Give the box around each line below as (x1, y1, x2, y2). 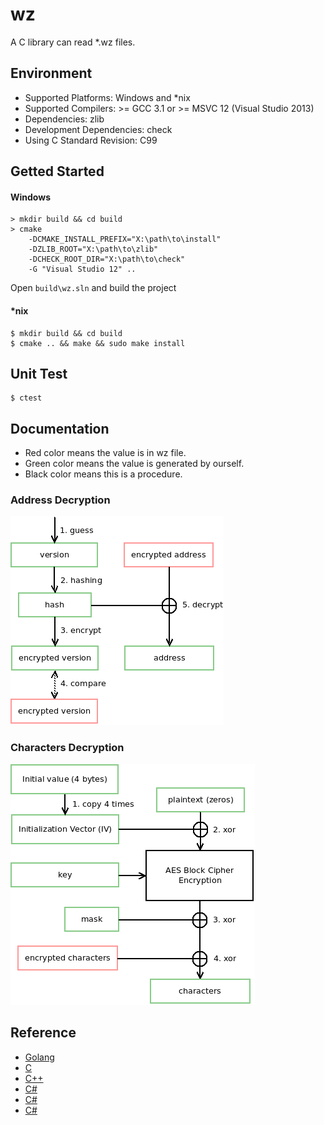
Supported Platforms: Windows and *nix (24, 91, 191, 103)
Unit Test (10, 365, 68, 382)
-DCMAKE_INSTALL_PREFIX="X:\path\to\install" (28, 234, 222, 245)
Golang (24, 1051, 55, 1063)
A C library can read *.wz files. (10, 36, 136, 48)
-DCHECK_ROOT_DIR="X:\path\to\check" (28, 254, 186, 265)
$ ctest (10, 393, 43, 403)
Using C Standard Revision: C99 (24, 134, 158, 146)
